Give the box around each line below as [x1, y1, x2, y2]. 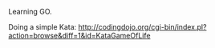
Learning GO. [8, 7, 52, 16]
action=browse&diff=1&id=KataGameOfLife [8, 31, 151, 40]
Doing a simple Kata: [8, 22, 77, 31]
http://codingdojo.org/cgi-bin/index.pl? [78, 22, 207, 31]
